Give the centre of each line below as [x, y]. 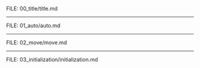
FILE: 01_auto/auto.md [33, 25]
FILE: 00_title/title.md [32, 9]
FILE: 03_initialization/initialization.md [52, 59]
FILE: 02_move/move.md [37, 43]
